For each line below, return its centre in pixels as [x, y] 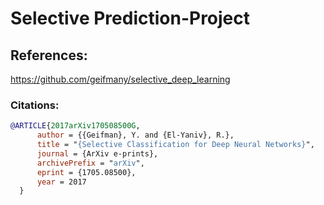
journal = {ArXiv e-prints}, [97, 153]
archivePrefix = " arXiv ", [90, 163]
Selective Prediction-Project [130, 18]
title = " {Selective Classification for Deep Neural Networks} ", [175, 145]
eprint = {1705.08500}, [86, 172]
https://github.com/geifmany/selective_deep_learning [120, 79]
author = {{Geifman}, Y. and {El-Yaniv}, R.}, [135, 135]
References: [49, 55]
